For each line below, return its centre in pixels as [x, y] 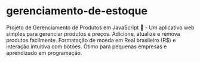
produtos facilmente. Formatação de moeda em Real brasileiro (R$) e [91, 40]
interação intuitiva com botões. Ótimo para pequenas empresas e [87, 46]
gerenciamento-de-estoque [77, 11]
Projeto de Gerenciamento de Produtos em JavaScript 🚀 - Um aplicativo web [100, 27]
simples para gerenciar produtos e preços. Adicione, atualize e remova [93, 33]
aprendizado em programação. [44, 52]
